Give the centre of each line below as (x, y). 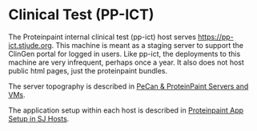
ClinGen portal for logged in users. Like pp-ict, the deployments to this (124, 54)
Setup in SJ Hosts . (39, 118)
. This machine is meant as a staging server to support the (148, 45)
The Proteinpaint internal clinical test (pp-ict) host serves (102, 37)
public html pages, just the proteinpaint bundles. (88, 70)
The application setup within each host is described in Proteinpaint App (126, 110)
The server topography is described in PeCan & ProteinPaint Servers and (128, 86)
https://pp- (215, 37)
